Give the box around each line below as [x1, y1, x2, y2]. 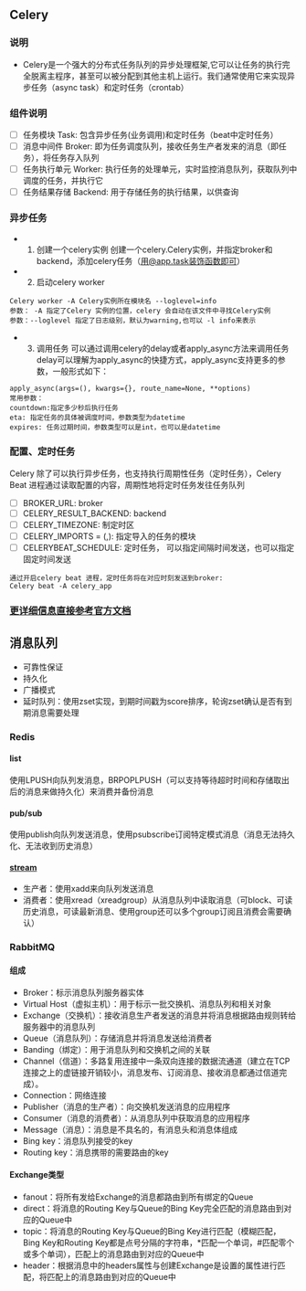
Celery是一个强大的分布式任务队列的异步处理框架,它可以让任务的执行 [22, 58, 283, 69]
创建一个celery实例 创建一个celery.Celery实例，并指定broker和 [36, 244, 273, 255]
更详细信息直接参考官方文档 [9, 605, 132, 618]
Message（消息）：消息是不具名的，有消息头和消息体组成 [22, 1124, 237, 1135]
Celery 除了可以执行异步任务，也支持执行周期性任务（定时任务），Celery [9, 468, 281, 479]
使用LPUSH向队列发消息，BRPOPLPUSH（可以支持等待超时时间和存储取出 [9, 775, 290, 785]
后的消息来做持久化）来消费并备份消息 [9, 786, 153, 797]
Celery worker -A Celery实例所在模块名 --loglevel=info [9, 296, 217, 305]
